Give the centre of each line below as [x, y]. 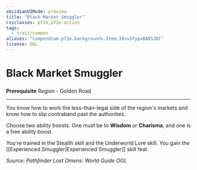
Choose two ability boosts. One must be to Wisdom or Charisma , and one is [98, 125]
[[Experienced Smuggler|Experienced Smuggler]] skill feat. [77, 149]
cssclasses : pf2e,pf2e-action [43, 22]
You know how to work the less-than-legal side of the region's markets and [97, 108]
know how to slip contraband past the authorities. [66, 114]
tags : [13, 28]
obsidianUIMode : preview [36, 11]
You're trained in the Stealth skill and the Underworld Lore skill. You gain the [98, 143]
